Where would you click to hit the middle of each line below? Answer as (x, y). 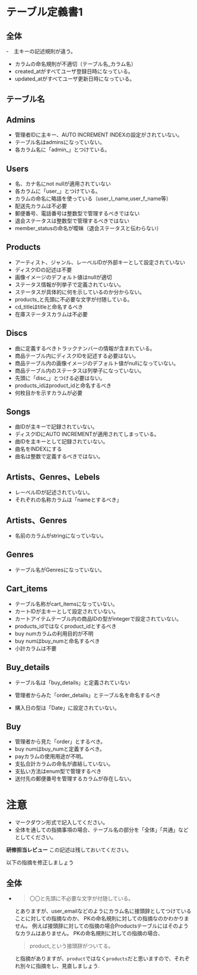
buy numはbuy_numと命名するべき (57, 641)
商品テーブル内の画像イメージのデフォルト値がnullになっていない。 (97, 363)
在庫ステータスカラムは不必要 (51, 314)
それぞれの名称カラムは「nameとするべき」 (68, 500)
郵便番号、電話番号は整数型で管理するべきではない (77, 214)
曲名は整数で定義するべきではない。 (59, 456)
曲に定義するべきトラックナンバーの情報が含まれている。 (85, 348)
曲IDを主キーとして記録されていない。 (61, 442)
